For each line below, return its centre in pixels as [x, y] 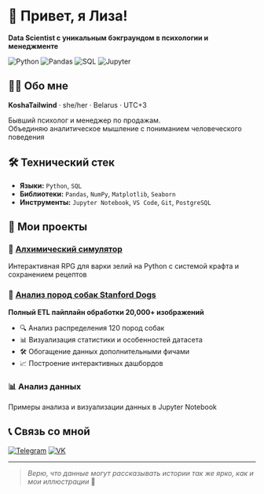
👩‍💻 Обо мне [38, 86]
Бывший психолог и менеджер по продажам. [84, 120]
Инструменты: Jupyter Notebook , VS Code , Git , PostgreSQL [115, 202]
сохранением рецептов [48, 275]
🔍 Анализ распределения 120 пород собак [92, 328]
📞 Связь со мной [49, 432]
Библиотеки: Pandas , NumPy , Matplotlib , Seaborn [97, 194]
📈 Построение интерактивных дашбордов [91, 363]
